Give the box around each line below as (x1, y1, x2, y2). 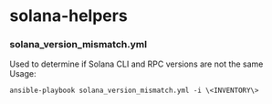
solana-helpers (9, 5, 128, 26)
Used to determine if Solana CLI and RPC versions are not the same (9, 58, 264, 69)
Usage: (9, 68, 37, 79)
